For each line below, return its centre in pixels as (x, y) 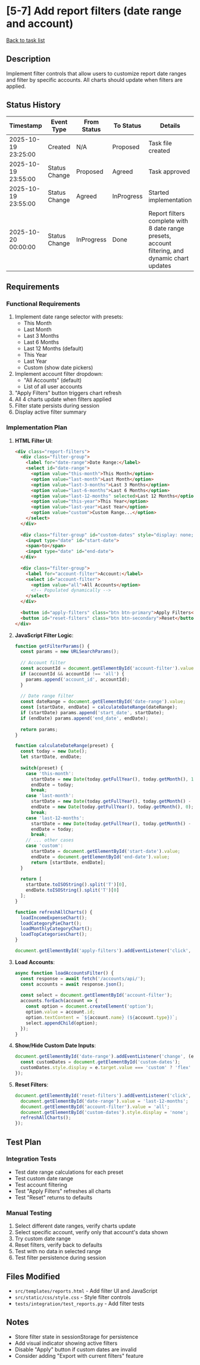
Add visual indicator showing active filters (66, 1343)
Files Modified (33, 1276)
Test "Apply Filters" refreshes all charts (63, 1191)
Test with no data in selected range (58, 1251)
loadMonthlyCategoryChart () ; (57, 929)
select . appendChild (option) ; (62, 1023)
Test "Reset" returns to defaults (54, 1197)
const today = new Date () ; (54, 751)
